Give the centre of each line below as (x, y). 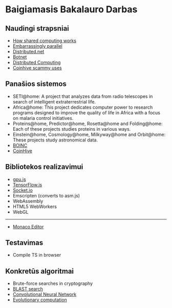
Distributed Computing (37, 62)
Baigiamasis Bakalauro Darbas (71, 9)
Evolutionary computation (40, 300)
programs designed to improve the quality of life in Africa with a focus (86, 112)
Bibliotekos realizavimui (44, 167)
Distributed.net (28, 52)
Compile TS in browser (37, 255)
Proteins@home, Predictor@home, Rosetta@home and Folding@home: (88, 124)
